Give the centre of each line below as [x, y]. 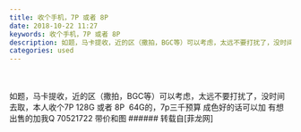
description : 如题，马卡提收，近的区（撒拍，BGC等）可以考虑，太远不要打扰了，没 [145, 42]
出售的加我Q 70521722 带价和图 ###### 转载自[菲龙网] [111, 119]
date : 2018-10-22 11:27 [54, 26]
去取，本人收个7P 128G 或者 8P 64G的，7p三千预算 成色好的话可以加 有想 [147, 107]
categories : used [42, 51]
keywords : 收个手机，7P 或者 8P [65, 34]
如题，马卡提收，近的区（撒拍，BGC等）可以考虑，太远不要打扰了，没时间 [147, 96]
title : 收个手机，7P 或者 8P [59, 17]
